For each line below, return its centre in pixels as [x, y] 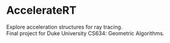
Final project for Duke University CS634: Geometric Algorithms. [85, 33]
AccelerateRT [41, 10]
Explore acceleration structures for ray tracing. [64, 27]
